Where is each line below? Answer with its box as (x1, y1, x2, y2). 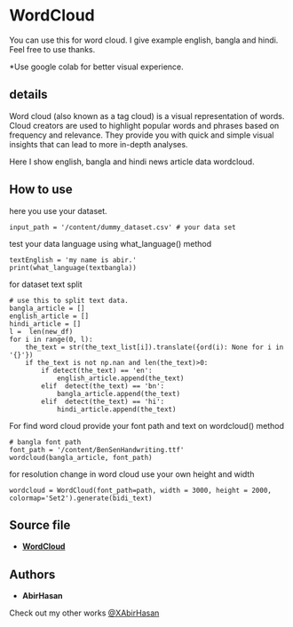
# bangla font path (9, 437, 82, 447)
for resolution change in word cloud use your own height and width (9, 468, 255, 480)
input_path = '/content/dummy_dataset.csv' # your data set (9, 223, 237, 232)
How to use (9, 182, 73, 197)
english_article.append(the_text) (56, 374, 185, 383)
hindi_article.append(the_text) (56, 405, 177, 414)
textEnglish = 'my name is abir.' (9, 255, 138, 265)
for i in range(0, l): (9, 335, 93, 344)
